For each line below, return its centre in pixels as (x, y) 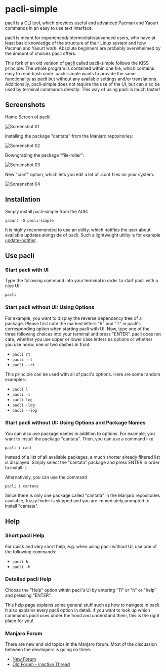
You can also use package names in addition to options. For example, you (80, 433)
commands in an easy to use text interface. (49, 28)
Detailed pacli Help (28, 579)
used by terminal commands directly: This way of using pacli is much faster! (83, 89)
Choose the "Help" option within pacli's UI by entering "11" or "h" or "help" (81, 590)
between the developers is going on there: (48, 650)
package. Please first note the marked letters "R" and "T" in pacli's (73, 323)
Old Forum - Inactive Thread (41, 665)
